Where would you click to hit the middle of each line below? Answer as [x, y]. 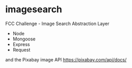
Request [21, 50]
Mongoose [24, 39]
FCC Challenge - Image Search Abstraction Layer [57, 24]
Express [21, 44]
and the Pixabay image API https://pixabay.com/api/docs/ [66, 59]
